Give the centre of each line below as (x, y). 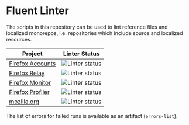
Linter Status (82, 54)
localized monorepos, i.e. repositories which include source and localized (94, 33)
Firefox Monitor (30, 82)
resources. (19, 39)
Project (32, 54)
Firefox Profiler (29, 92)
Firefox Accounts (32, 64)
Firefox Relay (27, 73)
